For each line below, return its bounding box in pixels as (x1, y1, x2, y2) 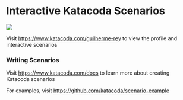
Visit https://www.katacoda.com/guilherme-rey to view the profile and (6, 34, 178, 42)
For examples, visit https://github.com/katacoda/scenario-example (6, 87, 169, 94)
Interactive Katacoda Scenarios (6, 4, 165, 18)
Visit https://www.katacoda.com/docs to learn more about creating (6, 69, 170, 76)
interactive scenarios (6, 41, 58, 48)
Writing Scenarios (6, 56, 59, 64)
